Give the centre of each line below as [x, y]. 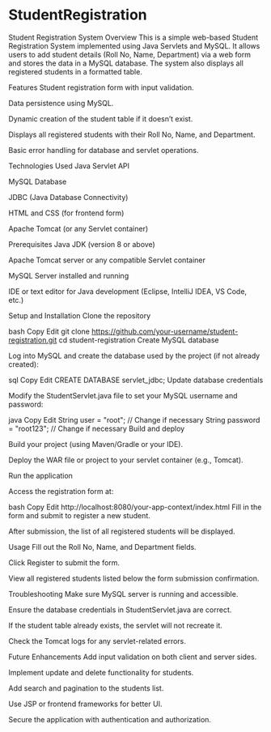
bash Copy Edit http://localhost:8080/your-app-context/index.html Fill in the [135, 507]
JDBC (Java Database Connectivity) [68, 197]
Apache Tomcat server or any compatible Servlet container [107, 260]
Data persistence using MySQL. [61, 103]
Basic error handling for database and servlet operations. [104, 150]
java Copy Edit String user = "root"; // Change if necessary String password [134, 419]
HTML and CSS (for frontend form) [66, 213]
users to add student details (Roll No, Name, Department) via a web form [129, 54]
